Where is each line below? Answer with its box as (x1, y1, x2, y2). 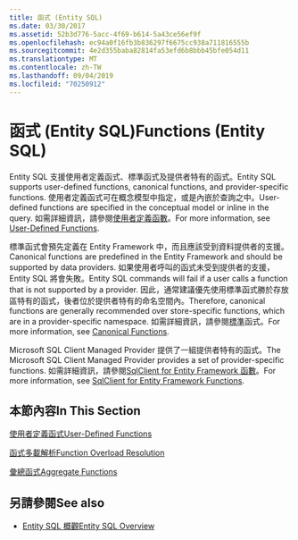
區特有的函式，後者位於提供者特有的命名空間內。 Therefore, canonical (9, 295, 266, 306)
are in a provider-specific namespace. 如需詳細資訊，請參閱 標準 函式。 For (9, 316, 281, 326)
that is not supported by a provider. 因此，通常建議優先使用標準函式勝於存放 (9, 283, 289, 295)
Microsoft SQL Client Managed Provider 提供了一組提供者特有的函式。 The (9, 344, 281, 355)
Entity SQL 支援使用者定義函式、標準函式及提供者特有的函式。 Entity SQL (9, 171, 277, 181)
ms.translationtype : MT (9, 55, 98, 63)
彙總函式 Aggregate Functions (9, 467, 118, 477)
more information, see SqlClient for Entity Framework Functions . (9, 375, 245, 385)
